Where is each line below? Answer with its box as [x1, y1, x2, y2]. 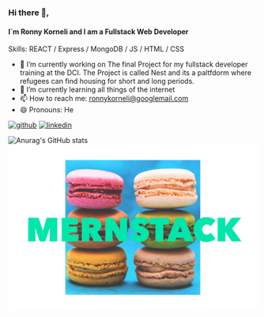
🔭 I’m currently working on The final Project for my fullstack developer [19, 59, 248, 70]
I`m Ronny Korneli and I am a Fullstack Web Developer [8, 27, 189, 36]
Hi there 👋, [8, 7, 50, 18]
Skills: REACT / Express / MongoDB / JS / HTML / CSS [8, 44, 185, 54]
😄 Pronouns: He [19, 105, 74, 115]
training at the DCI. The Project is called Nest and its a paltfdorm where [19, 68, 251, 77]
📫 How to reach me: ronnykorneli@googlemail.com [19, 94, 189, 104]
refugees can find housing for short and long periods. [19, 77, 195, 86]
